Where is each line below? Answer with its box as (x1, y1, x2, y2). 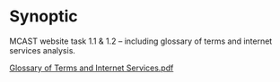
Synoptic (9, 6, 78, 27)
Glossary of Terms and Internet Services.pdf (9, 62, 174, 73)
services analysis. (9, 45, 76, 55)
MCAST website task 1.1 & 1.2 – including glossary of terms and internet (9, 36, 273, 46)
